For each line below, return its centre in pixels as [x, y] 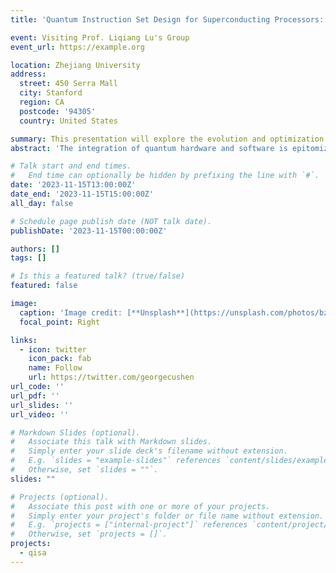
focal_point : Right [60, 322]
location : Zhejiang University [75, 65]
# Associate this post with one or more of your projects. [140, 506]
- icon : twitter [53, 349]
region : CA [42, 102]
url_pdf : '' [35, 396]
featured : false [44, 286]
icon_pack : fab [60, 359]
